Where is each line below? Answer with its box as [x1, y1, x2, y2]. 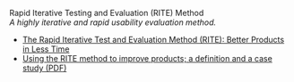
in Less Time [22, 44, 70, 54]
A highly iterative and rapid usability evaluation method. [9, 17, 217, 28]
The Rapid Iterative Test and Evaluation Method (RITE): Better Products [22, 35, 285, 45]
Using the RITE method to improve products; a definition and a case [22, 53, 273, 63]
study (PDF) [22, 62, 67, 73]
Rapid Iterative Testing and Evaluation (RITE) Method [9, 8, 204, 18]
